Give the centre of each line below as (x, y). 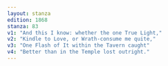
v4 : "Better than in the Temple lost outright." (78, 52)
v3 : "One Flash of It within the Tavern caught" (78, 45)
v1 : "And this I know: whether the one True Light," (85, 33)
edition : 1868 (28, 20)
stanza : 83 (23, 26)
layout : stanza (29, 13)
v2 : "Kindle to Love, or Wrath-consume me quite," (82, 39)
